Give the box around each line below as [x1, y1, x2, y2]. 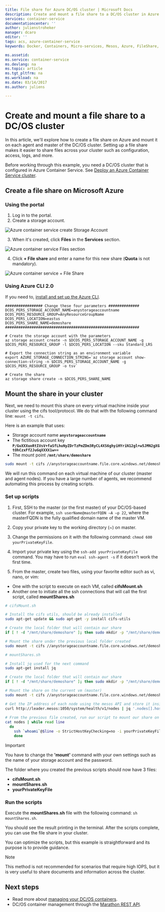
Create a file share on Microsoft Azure [5, 186, 124, 194]
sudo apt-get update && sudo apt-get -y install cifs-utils [5, 617, 131, 622]
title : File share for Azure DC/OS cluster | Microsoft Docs [5, 7, 133, 12]
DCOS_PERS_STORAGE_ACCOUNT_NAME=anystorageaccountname [5, 307, 120, 312]
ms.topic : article [5, 66, 43, 71]
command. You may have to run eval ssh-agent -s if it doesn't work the [12, 553, 158, 560]
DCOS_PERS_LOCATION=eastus [5, 316, 60, 321]
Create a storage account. [12, 218, 65, 223]
